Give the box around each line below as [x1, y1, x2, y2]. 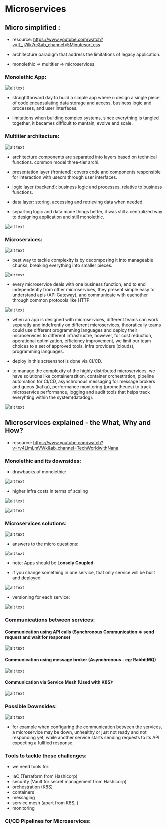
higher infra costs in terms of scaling [12, 488, 88, 494]
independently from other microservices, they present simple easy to [12, 286, 155, 292]
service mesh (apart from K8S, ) [12, 800, 79, 806]
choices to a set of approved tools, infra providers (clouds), [12, 343, 135, 349]
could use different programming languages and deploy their [12, 327, 138, 333]
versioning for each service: [12, 594, 70, 600]
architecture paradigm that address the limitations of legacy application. [12, 51, 161, 57]
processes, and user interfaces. [12, 105, 78, 111]
